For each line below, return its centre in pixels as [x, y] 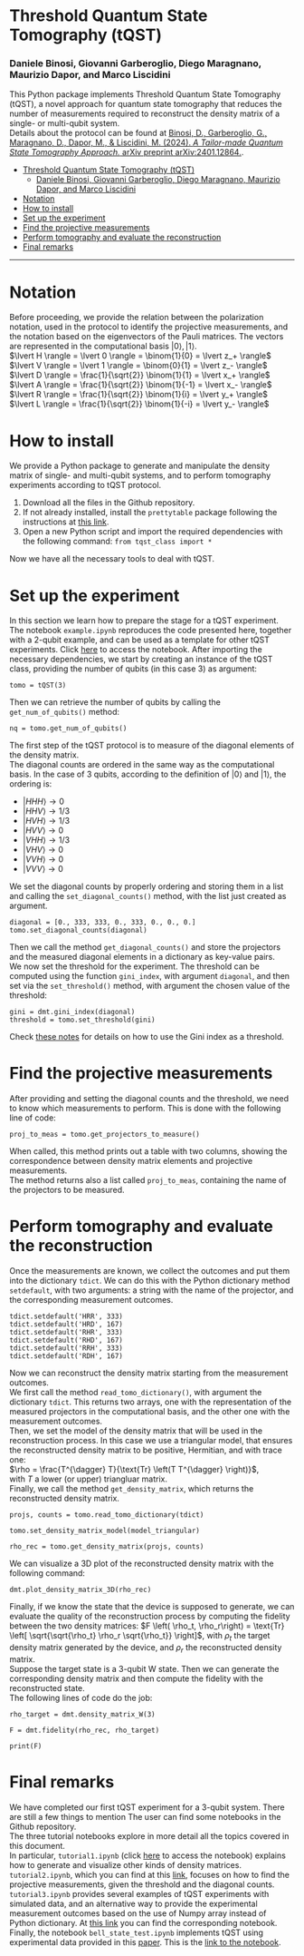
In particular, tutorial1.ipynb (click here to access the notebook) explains [148, 1855]
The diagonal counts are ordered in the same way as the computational [142, 765]
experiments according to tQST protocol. [85, 485]
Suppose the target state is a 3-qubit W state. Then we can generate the [144, 1668]
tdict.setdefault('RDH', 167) [66, 1356]
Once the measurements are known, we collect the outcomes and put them [150, 1271]
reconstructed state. [47, 1687]
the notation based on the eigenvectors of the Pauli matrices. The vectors [147, 337]
